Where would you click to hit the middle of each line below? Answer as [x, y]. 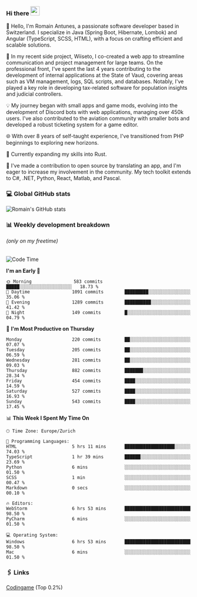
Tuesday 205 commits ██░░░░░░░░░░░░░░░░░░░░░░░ [98, 350]
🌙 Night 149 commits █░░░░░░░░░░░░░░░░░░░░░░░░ [98, 312]
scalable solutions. [29, 45]
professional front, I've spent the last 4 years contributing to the [83, 69]
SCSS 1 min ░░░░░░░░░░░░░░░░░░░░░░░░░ [98, 477]
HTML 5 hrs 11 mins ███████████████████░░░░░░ [98, 446]
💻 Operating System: [32, 535]
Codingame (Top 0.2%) [34, 588]
